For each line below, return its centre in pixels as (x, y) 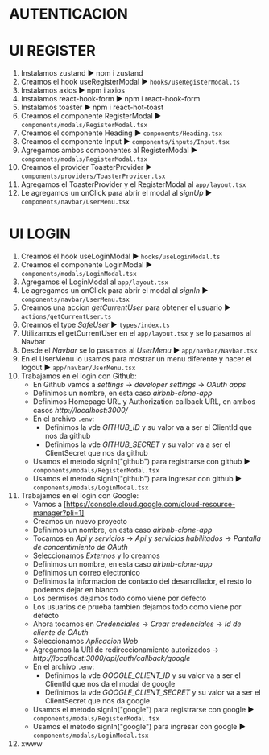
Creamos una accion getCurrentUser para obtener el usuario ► (126, 307)
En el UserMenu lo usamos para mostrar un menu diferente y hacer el (136, 359)
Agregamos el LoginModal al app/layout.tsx (94, 282)
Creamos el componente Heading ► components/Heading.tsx (122, 133)
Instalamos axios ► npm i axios (73, 90)
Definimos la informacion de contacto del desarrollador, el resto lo (142, 581)
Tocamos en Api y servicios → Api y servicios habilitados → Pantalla (147, 538)
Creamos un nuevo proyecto (80, 522)
